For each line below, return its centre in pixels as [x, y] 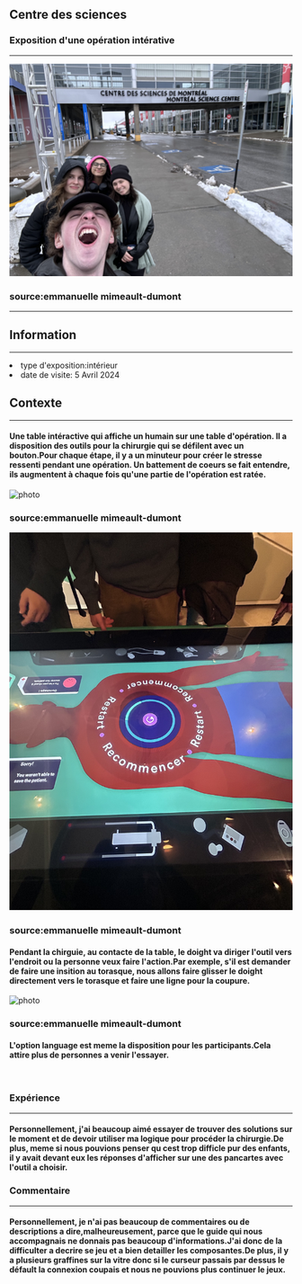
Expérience [35, 1098]
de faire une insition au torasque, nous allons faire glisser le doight [136, 971]
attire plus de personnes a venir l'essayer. [89, 1055]
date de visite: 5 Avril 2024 [70, 374]
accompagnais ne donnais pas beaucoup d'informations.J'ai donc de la [146, 1241]
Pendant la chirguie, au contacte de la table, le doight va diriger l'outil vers [151, 951]
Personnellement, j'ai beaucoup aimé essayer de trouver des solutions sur [151, 1129]
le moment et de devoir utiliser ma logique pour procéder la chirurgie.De [147, 1139]
